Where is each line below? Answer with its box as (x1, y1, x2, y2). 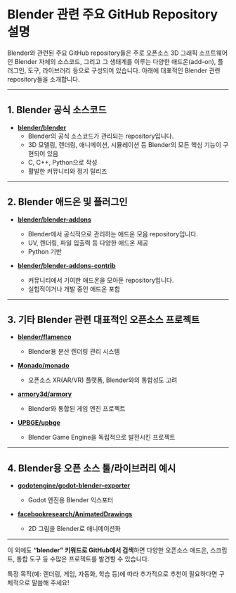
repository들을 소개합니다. (7, 75, 81, 83)
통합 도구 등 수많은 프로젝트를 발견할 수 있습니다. (16, 555, 150, 563)
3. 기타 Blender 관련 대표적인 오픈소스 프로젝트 (7, 314, 200, 326)
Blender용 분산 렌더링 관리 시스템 (27, 347, 121, 356)
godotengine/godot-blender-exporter (17, 481, 131, 490)
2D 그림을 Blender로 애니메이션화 (27, 525, 121, 533)
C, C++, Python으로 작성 (27, 158, 98, 166)
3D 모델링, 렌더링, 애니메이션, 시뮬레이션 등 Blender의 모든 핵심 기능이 (27, 140, 221, 148)
